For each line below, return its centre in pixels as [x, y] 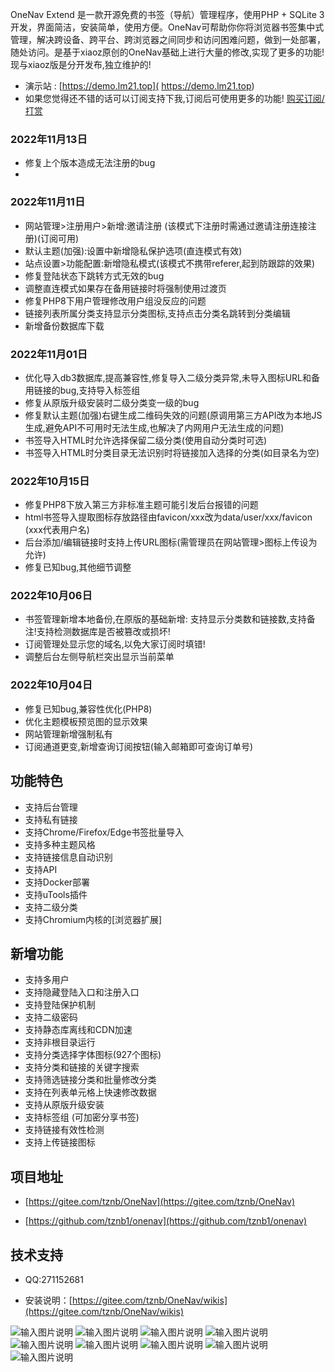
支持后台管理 [51, 807]
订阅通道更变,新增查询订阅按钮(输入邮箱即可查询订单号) [139, 746]
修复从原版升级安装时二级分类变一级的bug [112, 402]
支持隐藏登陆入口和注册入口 [82, 992]
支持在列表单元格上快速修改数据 [90, 1092]
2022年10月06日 [51, 596]
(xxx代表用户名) [57, 530]
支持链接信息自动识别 [68, 857]
